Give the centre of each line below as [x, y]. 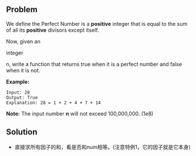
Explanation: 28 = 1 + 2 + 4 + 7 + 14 [53, 103]
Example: [18, 82]
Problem [22, 10]
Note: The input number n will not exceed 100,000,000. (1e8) [80, 113]
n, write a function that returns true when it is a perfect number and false [94, 64]
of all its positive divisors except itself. [53, 30]
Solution [22, 132]
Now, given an [23, 41]
